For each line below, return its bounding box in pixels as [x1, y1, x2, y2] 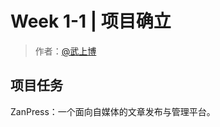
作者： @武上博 [34, 45, 97, 57]
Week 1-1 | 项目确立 [10, 10, 172, 33]
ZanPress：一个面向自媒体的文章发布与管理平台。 [10, 105, 216, 117]
